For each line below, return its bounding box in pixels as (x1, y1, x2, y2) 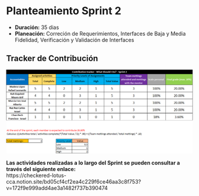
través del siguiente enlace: (6, 165, 76, 172)
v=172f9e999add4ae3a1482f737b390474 (6, 184, 108, 191)
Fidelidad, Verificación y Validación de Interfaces (14, 36, 134, 43)
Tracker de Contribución (6, 53, 98, 63)
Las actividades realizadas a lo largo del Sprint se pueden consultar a (6, 159, 181, 166)
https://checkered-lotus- (6, 172, 67, 179)
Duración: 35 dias (14, 24, 59, 31)
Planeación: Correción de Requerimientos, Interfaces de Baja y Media (14, 30, 186, 37)
